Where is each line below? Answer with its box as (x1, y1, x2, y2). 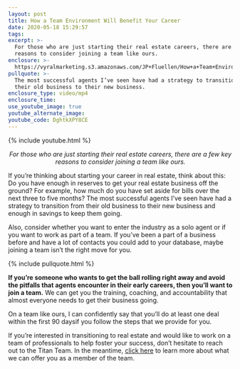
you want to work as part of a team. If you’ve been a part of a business (8, 230, 216, 239)
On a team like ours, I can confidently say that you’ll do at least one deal (8, 309, 219, 318)
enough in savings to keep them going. (8, 209, 122, 217)
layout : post (8, 10, 47, 18)
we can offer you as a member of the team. (8, 353, 135, 362)
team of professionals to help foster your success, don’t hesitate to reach (8, 338, 224, 347)
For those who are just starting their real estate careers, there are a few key (9, 150, 232, 158)
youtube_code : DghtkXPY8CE (8, 116, 88, 123)
